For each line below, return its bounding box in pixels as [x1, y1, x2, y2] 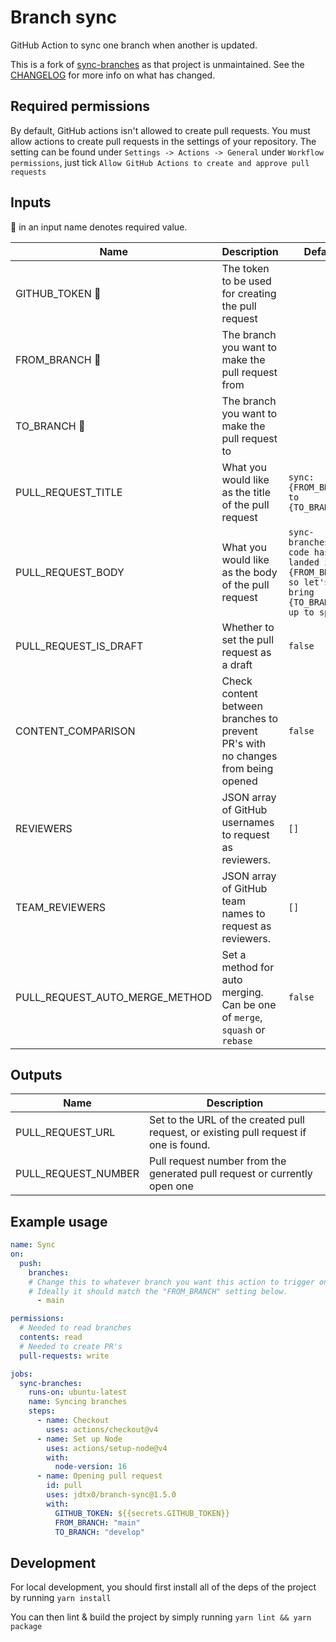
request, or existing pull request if [148, 1126, 307, 1140]
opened [221, 774, 258, 788]
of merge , [221, 1010, 263, 1024]
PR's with [221, 736, 267, 750]
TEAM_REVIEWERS [15, 900, 107, 914]
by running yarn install [10, 1592, 112, 1604]
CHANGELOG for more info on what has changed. [10, 69, 216, 81]
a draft [221, 657, 253, 671]
